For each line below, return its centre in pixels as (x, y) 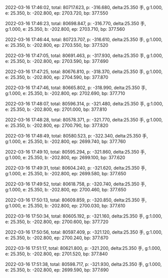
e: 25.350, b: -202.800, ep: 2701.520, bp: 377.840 (56, 254)
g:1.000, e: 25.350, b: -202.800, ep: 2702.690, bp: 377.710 (65, 93)
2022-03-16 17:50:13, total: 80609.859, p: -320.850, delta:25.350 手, (76, 200)
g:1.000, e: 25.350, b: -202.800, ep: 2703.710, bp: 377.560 (65, 29)
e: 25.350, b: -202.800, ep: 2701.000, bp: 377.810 (56, 109)
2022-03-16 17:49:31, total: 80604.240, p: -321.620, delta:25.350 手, (76, 168)
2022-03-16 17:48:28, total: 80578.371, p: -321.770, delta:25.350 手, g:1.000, (84, 120)
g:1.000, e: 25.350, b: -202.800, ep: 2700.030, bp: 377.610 (65, 206)
